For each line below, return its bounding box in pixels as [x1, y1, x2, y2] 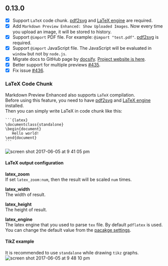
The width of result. [5, 191, 46, 198]
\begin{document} [5, 126, 42, 131]
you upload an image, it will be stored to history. [12, 29, 112, 35]
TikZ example [5, 238, 34, 244]
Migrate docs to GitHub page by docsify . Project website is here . [12, 56, 146, 62]
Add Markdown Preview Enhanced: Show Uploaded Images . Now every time [12, 23, 163, 29]
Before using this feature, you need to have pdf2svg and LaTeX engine [5, 97, 151, 103]
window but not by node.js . [12, 51, 67, 57]
